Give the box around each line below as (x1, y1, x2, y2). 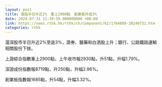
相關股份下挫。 (5, 45, 35, 51)
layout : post (5, 7, 32, 12)
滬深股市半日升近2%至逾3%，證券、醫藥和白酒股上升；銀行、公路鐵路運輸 (5, 40, 157, 45)
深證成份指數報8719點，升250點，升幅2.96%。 (5, 66, 101, 72)
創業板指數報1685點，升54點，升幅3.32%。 (5, 77, 94, 83)
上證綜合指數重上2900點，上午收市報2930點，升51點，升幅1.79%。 (5, 56, 143, 62)
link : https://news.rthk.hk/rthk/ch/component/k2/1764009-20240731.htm (5, 21, 155, 26)
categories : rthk (5, 25, 41, 30)
